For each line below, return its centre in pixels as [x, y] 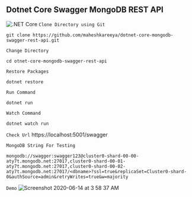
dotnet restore [25, 82]
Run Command [21, 92]
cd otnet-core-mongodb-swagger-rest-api [57, 61]
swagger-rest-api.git [33, 40]
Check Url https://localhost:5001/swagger [57, 135]
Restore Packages [28, 71]
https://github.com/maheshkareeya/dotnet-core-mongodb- [103, 35]
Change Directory [28, 51]
